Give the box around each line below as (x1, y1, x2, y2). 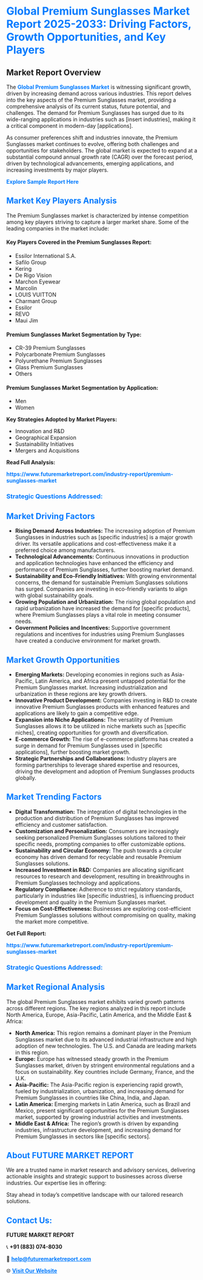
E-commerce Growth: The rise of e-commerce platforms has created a (15, 735, 194, 743)
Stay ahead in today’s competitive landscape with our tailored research (6, 1191, 184, 1198)
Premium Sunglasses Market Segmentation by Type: (6, 330, 142, 338)
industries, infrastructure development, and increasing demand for (15, 1126, 182, 1133)
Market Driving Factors (6, 511, 95, 521)
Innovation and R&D (15, 428, 65, 435)
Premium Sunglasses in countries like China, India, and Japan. (15, 1094, 171, 1101)
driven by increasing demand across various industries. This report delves (6, 90, 192, 97)
